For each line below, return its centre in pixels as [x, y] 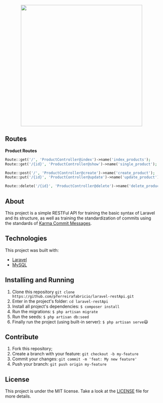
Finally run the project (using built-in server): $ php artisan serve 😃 [80, 322]
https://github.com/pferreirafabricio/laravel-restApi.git [73, 296]
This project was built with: [32, 250]
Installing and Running [40, 280]
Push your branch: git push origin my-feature [59, 364]
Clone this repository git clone [43, 292]
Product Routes [21, 151]
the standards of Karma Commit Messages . [49, 223]
